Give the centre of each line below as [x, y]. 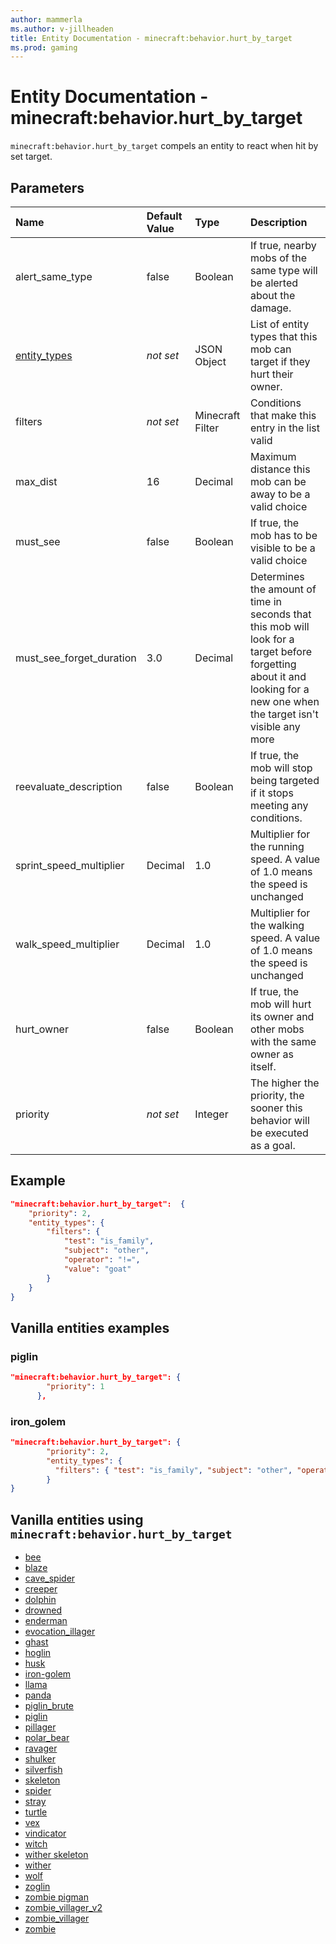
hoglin [38, 1653]
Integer [211, 1114]
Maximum [273, 456]
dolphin [40, 1600]
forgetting [273, 664]
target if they [280, 361]
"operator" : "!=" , [102, 1260]
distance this [280, 469]
